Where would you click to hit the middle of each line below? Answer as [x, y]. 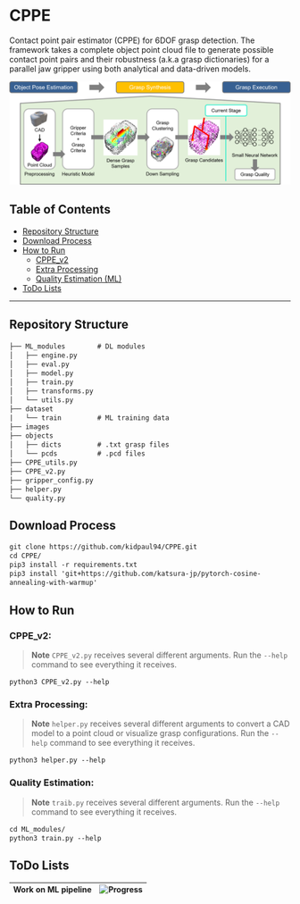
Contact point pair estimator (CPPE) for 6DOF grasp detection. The [132, 40]
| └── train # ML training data [89, 418]
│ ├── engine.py [43, 355]
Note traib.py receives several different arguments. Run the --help [155, 802]
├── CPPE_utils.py [43, 462]
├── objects [31, 435]
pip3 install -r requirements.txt [74, 565]
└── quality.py [37, 498]
